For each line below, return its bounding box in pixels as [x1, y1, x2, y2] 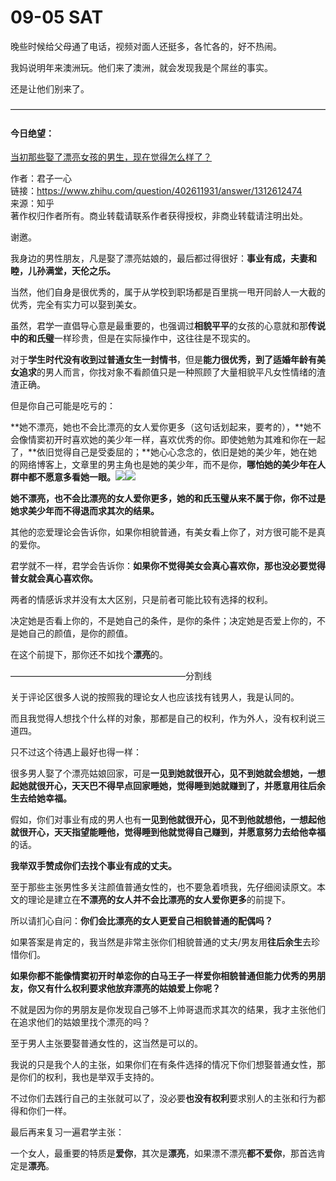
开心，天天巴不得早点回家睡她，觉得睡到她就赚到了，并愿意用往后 [44, 780, 317, 792]
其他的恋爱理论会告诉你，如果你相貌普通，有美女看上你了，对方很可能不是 [10, 526, 317, 538]
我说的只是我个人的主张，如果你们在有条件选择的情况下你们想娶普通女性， [10, 1059, 317, 1071]
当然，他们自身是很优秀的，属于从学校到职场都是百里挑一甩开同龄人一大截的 [10, 286, 326, 298]
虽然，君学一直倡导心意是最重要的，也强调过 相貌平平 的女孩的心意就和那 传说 [10, 320, 326, 332]
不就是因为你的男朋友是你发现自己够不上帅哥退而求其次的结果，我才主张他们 [10, 1004, 326, 1016]
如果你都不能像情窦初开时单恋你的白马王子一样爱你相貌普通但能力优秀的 [10, 970, 308, 982]
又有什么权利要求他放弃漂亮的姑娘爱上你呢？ [36, 982, 221, 995]
